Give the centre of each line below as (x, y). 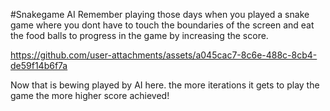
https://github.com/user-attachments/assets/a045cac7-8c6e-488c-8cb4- (164, 55)
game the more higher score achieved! (90, 95)
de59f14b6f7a (39, 65)
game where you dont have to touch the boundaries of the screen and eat (162, 25)
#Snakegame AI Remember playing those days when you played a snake (160, 14)
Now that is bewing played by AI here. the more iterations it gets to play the (165, 85)
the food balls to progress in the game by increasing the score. (139, 35)
